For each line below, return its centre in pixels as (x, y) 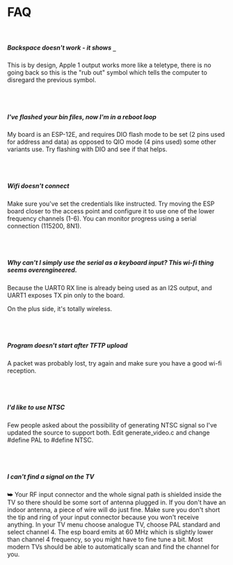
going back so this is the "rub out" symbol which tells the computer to (107, 72)
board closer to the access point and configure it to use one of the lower (111, 211)
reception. (22, 370)
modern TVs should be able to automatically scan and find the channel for (113, 547)
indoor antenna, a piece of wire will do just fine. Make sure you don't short (114, 509)
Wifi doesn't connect (38, 186)
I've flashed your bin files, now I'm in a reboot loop (82, 116)
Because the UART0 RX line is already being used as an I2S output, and (110, 287)
